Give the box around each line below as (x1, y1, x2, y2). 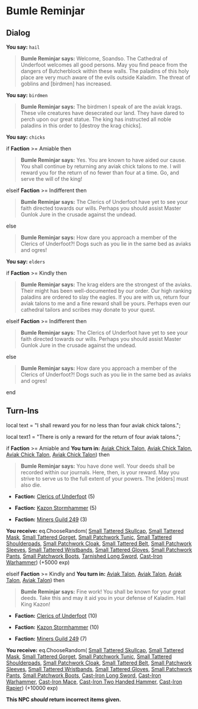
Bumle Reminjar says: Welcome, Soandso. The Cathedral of (20, 55, 168, 62)
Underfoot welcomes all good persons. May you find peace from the (20, 61, 187, 68)
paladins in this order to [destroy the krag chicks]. (20, 122, 142, 129)
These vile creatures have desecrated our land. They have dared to (20, 110, 184, 116)
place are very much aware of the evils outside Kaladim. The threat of (20, 74, 191, 81)
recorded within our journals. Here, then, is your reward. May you (20, 468, 180, 475)
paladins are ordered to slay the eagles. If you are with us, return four (20, 293, 190, 301)
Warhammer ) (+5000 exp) (6, 558, 70, 566)
